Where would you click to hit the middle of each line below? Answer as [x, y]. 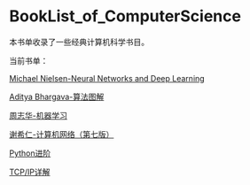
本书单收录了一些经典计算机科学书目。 [79, 42]
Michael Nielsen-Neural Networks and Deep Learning [107, 78]
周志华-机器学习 [39, 115]
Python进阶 [30, 153]
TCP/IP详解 [30, 172]
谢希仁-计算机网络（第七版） [62, 134]
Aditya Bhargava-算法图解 [57, 96]
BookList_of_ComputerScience [125, 16]
